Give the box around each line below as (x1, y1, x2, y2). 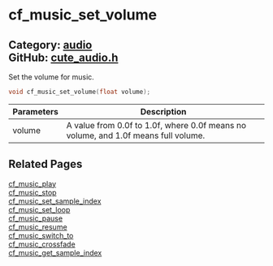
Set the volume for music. (8, 72, 95, 82)
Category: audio (8, 38, 93, 52)
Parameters (12, 105, 58, 117)
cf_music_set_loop (8, 204, 71, 214)
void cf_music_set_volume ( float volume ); (8, 88, 151, 96)
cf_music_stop (8, 187, 57, 197)
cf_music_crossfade (8, 239, 76, 249)
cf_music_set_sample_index (8, 196, 102, 206)
